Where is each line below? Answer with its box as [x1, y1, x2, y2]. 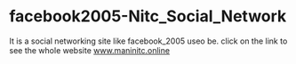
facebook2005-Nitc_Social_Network [9, 6, 287, 27]
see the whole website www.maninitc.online [9, 44, 171, 55]
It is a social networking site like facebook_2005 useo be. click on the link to [9, 36, 288, 46]
